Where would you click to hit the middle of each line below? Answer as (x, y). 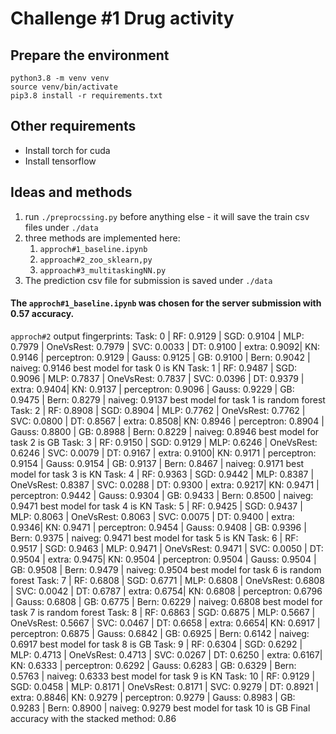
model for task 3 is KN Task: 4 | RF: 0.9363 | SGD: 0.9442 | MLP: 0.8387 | (162, 474)
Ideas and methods (71, 192)
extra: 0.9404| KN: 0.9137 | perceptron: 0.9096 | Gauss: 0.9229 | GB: (152, 389)
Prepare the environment (90, 55)
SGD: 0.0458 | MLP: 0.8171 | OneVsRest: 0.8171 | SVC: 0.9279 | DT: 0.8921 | (165, 686)
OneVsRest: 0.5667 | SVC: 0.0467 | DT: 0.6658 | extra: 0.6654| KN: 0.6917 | (165, 623)
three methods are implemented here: (102, 238)
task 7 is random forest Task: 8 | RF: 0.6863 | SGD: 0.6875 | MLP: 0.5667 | (163, 612)
